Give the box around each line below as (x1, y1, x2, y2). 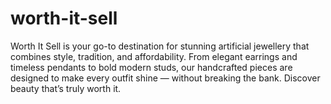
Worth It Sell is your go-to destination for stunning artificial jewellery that (10, 40, 310, 52)
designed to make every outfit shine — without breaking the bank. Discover (10, 72, 321, 84)
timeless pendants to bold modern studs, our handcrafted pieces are (10, 61, 293, 73)
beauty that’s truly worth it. (10, 82, 122, 94)
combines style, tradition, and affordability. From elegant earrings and (10, 50, 298, 62)
